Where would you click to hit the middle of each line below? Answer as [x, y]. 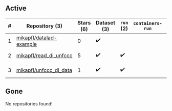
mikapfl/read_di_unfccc [44, 55]
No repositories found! [29, 103]
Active [16, 8]
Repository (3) [44, 26]
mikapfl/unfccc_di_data [44, 70]
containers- [147, 23]
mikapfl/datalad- [37, 38]
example [27, 44]
